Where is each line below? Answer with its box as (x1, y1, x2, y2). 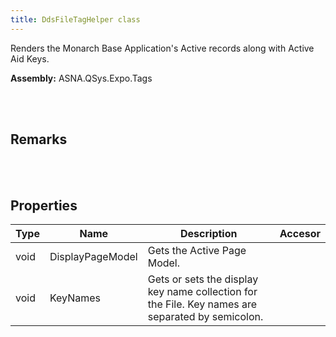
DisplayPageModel (49, 250, 138, 264)
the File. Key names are (147, 297, 258, 311)
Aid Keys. (10, 52, 50, 65)
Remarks (10, 131, 68, 148)
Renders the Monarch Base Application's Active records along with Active (10, 42, 315, 54)
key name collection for (147, 285, 258, 299)
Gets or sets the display (147, 272, 259, 286)
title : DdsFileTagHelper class (10, 14, 141, 25)
